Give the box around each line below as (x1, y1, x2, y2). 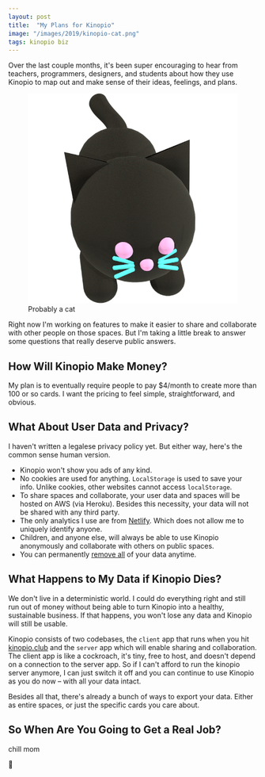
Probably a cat (28, 304, 76, 314)
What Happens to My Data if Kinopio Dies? (8, 572, 222, 586)
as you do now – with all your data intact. (8, 676, 142, 686)
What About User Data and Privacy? (8, 420, 190, 434)
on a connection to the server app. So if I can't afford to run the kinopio (8, 659, 240, 669)
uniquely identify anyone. (19, 524, 103, 534)
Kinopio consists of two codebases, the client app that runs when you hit (8, 634, 249, 644)
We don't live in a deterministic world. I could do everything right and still (8, 593, 246, 603)
